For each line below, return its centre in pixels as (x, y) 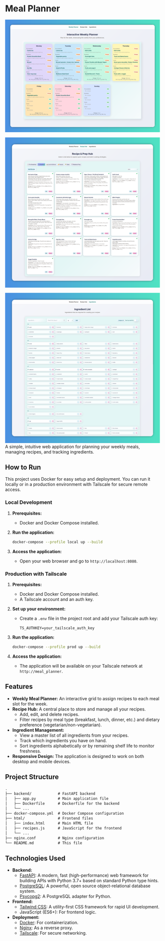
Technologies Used (35, 858)
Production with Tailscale (36, 574)
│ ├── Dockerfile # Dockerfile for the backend (62, 804)
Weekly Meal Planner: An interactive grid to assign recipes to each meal (86, 698)
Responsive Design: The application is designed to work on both (78, 756)
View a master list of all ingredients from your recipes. (74, 735)
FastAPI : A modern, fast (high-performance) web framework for (84, 875)
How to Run (23, 468)
